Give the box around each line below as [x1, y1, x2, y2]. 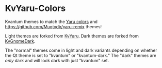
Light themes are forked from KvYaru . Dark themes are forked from [5, 33, 139, 39]
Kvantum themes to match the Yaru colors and [5, 19, 98, 24]
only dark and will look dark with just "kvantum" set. [5, 57, 109, 63]
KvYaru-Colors [5, 3, 66, 14]
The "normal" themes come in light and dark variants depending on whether [5, 47, 158, 53]
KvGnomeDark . [5, 38, 35, 44]
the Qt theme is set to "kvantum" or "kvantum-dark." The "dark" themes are [5, 52, 157, 58]
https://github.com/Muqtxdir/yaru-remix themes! [5, 23, 102, 29]
